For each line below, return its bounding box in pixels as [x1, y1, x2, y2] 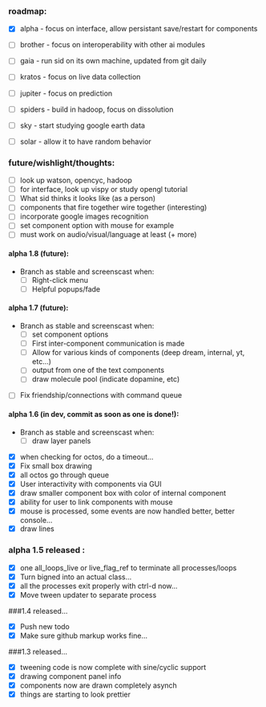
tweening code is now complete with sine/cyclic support [19, 662, 207, 672]
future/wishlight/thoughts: [8, 157, 115, 168]
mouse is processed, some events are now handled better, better [19, 506, 235, 516]
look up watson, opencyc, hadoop [19, 175, 132, 186]
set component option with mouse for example [19, 221, 175, 231]
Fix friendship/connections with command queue [19, 390, 183, 400]
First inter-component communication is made [31, 339, 185, 349]
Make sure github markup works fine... [19, 631, 148, 640]
